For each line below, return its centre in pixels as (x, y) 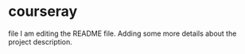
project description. (41, 41)
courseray (43, 12)
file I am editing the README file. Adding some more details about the (122, 33)
